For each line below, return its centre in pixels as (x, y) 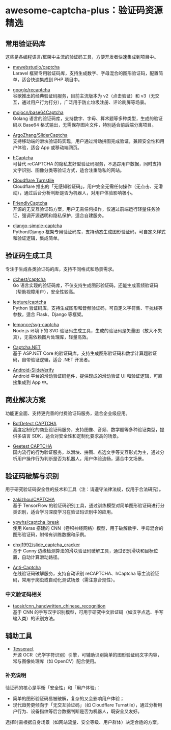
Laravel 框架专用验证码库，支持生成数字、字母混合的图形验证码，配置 (85, 73)
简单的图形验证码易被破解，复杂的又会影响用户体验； (68, 698)
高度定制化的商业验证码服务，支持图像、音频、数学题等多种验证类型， (86, 429)
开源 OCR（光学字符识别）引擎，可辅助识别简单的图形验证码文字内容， (87, 654)
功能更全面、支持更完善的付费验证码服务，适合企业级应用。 (68, 413)
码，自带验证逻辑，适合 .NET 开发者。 (52, 359)
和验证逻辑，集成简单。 (37, 238)
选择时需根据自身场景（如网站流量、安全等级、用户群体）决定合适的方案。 (83, 722)
